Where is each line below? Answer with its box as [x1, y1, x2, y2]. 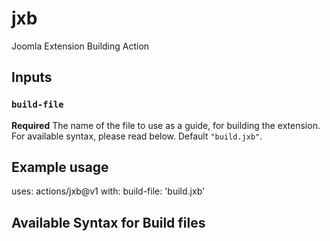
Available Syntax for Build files [11, 214, 206, 231]
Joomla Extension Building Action [11, 40, 150, 52]
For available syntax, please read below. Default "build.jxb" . [11, 130, 263, 142]
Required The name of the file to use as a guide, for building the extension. [11, 119, 321, 131]
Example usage [11, 159, 109, 176]
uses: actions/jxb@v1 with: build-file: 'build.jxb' [11, 185, 206, 197]
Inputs [11, 69, 53, 86]
